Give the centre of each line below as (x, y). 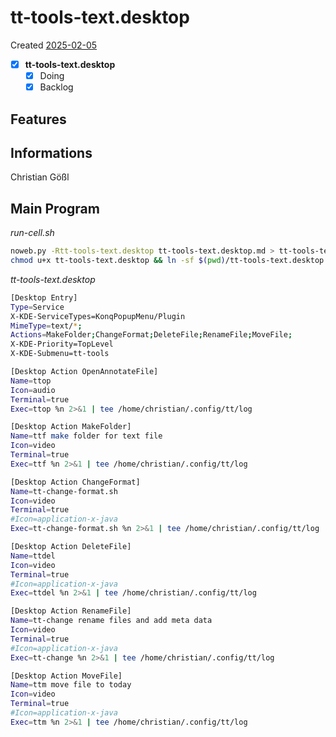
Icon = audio (33, 390)
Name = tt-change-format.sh (64, 491)
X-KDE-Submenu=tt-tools (60, 354)
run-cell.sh (32, 233)
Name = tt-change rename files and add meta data (111, 621)
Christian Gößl (40, 177)
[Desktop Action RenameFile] (71, 611)
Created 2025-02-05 (54, 45)
